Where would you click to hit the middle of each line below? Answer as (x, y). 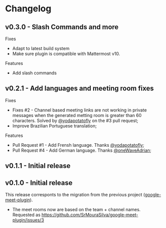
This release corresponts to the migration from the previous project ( (75, 195)
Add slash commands (34, 73)
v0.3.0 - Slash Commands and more (62, 27)
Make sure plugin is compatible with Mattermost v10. (66, 54)
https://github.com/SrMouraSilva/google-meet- (90, 215)
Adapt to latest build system (41, 48)
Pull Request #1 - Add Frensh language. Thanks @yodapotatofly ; (78, 145)
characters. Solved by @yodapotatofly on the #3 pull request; (75, 120)
